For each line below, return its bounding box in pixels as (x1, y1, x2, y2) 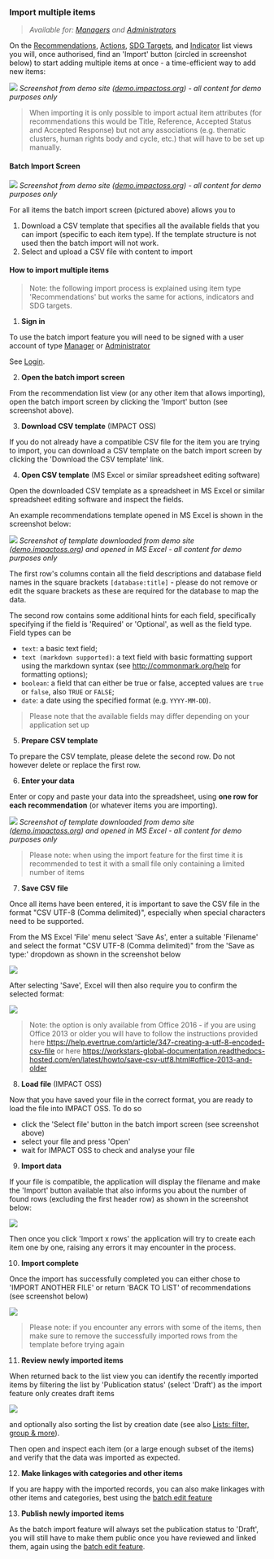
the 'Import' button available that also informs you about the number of (9, 1185, 247, 1195)
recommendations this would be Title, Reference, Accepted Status (28, 116, 252, 126)
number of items (28, 867, 85, 877)
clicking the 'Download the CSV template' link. (9, 454, 164, 464)
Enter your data (20, 776, 76, 786)
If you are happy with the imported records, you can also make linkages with (9, 1484, 265, 1494)
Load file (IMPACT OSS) (20, 1079, 102, 1088)
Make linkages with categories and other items (20, 1468, 184, 1478)
